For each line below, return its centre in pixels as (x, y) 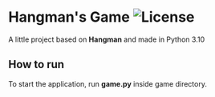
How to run (37, 65)
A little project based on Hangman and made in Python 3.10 (107, 39)
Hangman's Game (69, 17)
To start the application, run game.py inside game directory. (107, 83)
